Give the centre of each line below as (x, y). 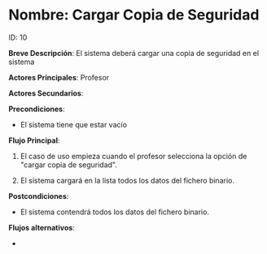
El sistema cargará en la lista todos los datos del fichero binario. (127, 180)
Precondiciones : (37, 109)
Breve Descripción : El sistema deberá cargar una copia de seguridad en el (133, 53)
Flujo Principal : (34, 140)
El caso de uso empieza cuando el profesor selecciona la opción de (133, 156)
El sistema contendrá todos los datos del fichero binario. (115, 212)
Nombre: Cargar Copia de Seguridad (134, 15)
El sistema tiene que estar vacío (74, 124)
